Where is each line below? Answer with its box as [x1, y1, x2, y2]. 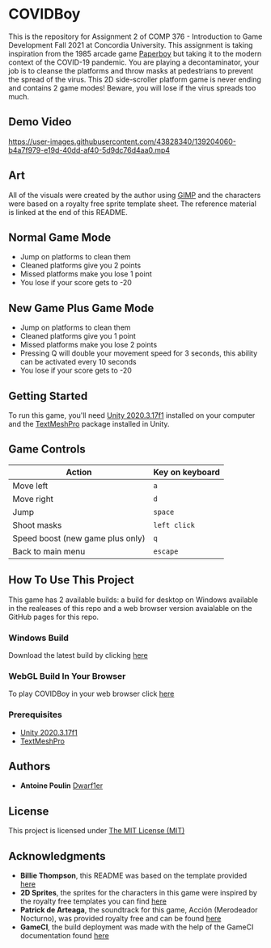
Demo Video [8, 115, 72, 129]
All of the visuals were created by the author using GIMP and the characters [8, 190, 261, 200]
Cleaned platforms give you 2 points [19, 260, 142, 271]
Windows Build [8, 632, 69, 643]
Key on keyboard [153, 466, 220, 478]
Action [66, 466, 92, 478]
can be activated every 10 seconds [19, 357, 137, 367]
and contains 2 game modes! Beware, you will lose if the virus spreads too [8, 82, 256, 93]
